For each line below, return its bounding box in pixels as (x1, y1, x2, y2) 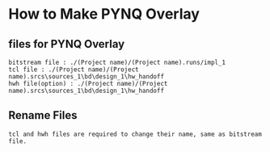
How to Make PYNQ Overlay (8, 5, 200, 23)
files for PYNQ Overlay (8, 37, 125, 51)
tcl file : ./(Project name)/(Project (8, 65, 139, 74)
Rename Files (8, 108, 78, 122)
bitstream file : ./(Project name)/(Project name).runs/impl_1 (8, 58, 226, 66)
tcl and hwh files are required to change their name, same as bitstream (8, 130, 263, 138)
